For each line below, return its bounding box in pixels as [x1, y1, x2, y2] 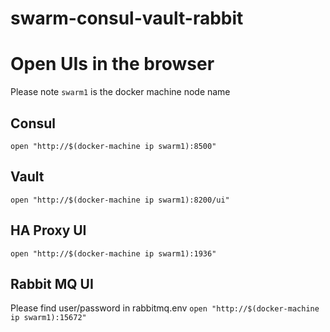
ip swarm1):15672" [10, 313, 87, 323]
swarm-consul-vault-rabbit [10, 7, 244, 30]
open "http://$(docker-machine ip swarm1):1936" [10, 248, 217, 259]
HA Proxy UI [10, 222, 87, 239]
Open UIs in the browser [10, 53, 215, 76]
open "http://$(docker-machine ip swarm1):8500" [10, 141, 217, 151]
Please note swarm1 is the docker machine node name [10, 86, 231, 98]
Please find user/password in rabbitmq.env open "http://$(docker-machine [10, 302, 320, 314]
